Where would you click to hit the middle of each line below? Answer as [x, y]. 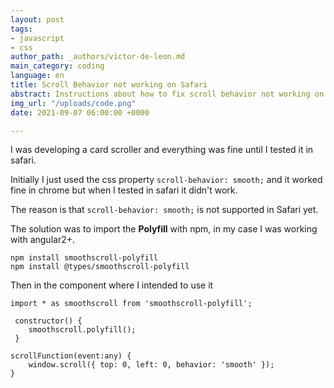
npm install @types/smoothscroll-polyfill [100, 267]
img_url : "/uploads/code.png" [73, 103]
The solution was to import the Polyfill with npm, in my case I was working [164, 229]
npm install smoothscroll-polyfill [84, 258]
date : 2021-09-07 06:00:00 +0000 [80, 112]
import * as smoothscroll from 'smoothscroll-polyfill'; [131, 304]
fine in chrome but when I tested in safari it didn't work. [124, 190]
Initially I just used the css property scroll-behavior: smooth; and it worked [166, 180]
